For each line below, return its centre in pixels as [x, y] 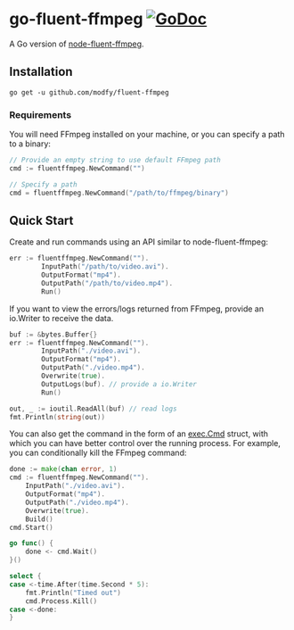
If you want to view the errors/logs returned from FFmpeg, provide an [137, 309]
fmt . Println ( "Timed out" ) [73, 593]
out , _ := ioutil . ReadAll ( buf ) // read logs [93, 409]
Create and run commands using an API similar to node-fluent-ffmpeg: [139, 242]
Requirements [41, 114]
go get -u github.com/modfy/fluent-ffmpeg [89, 92]
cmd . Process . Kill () [61, 601]
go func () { [31, 543]
